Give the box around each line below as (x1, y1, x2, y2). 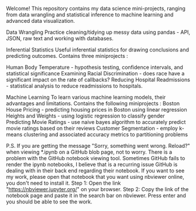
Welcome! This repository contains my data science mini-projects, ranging (6, 5, 186, 12)
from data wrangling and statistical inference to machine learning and (6, 11, 174, 18)
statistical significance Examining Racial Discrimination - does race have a (6, 70, 185, 77)
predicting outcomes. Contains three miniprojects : (6, 53, 129, 59)
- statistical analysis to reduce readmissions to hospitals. (6, 82, 143, 89)
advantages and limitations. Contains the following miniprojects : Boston (6, 100, 180, 107)
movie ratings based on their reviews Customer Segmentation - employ (6, 125, 178, 132)
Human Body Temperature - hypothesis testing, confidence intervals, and (6, 64, 183, 71)
